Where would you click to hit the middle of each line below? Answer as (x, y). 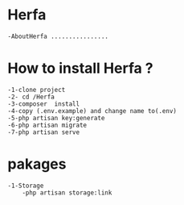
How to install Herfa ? (80, 68)
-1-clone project (37, 90)
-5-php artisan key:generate (56, 118)
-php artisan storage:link (67, 192)
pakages (37, 164)
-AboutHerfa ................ (58, 36)
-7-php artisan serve (44, 132)
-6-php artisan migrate (47, 125)
